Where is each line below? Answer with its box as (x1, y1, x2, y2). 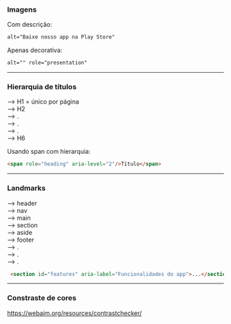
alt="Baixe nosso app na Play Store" (7, 34, 115, 40)
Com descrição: (7, 21, 53, 29)
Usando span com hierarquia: (7, 148, 91, 156)
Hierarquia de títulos (7, 82, 77, 91)
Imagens (7, 5, 37, 14)
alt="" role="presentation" (7, 60, 88, 67)
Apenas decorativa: (7, 46, 63, 54)
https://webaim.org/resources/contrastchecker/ (7, 309, 142, 317)
